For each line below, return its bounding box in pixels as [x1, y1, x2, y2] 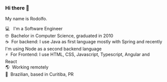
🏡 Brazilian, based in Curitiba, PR [5, 72, 74, 78]
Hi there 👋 [5, 4, 30, 11]
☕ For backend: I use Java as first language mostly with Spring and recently [5, 39, 163, 45]
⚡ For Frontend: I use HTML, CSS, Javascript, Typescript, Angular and [5, 52, 150, 58]
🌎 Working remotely [5, 64, 49, 70]
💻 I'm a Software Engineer [5, 26, 63, 32]
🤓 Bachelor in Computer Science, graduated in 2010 [5, 33, 114, 39]
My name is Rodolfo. [5, 16, 47, 22]
